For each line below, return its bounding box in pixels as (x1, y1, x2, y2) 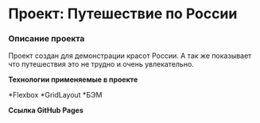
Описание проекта (8, 33, 85, 44)
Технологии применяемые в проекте (8, 75, 138, 84)
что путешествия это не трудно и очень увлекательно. (8, 60, 195, 69)
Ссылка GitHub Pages (8, 106, 83, 115)
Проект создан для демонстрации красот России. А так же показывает (8, 51, 252, 60)
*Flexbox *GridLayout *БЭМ (8, 90, 103, 100)
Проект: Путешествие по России (8, 5, 238, 23)
